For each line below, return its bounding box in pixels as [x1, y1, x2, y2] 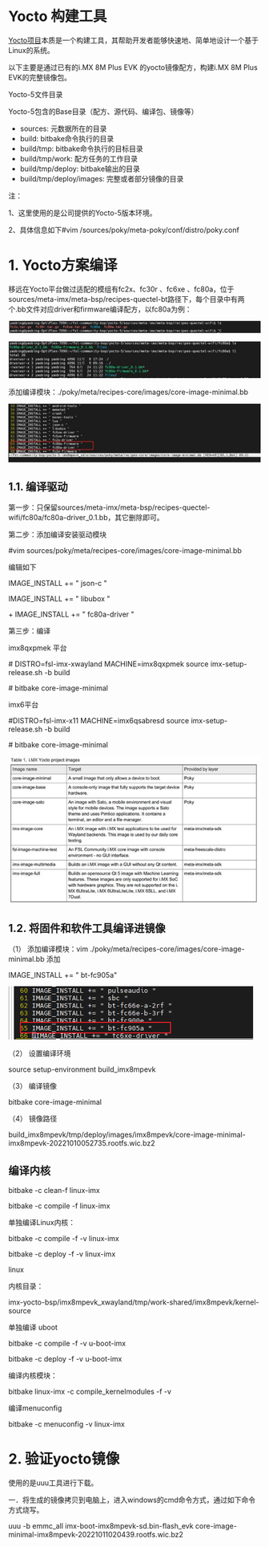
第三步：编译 [8, 626, 50, 636]
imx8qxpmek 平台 [8, 643, 67, 653]
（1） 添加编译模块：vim [8, 944, 89, 954]
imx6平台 [8, 700, 38, 710]
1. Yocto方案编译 [8, 256, 118, 275]
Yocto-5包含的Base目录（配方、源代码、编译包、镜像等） [8, 106, 199, 116]
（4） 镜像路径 [8, 1113, 58, 1124]
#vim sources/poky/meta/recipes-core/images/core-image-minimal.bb [8, 546, 243, 556]
